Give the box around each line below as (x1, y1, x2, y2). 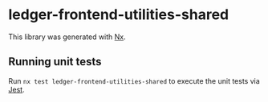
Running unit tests (8, 55, 102, 69)
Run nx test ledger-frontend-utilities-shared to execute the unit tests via (8, 76, 261, 85)
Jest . (8, 84, 26, 94)
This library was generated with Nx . (8, 32, 126, 41)
